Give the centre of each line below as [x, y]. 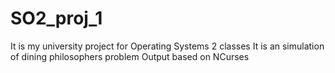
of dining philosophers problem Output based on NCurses [130, 56]
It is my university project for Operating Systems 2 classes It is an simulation [167, 46]
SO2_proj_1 [56, 18]
